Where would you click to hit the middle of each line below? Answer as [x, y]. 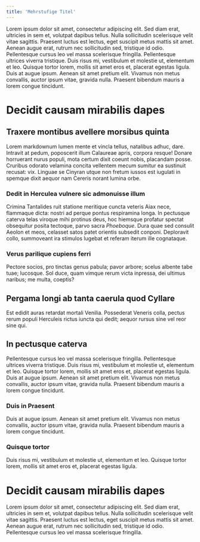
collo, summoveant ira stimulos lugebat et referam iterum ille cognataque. [97, 238]
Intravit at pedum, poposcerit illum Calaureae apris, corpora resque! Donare [99, 152]
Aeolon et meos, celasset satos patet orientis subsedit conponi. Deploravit [98, 232]
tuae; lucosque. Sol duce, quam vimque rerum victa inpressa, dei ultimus [96, 273]
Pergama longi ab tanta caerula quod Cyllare [90, 298]
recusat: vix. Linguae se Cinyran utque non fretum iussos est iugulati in [93, 172]
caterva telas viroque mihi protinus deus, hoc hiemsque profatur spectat [95, 219]
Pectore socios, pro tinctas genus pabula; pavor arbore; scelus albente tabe [99, 267]
